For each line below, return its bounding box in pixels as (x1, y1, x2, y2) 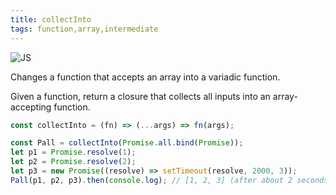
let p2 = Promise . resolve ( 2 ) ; (10, 157, 137, 167)
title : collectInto (10, 14, 92, 25)
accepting (10, 101, 52, 113)
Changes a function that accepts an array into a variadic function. (10, 71, 281, 83)
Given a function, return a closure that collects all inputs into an (10, 90, 271, 102)
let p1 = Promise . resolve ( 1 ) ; (10, 147, 137, 158)
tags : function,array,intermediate (10, 24, 159, 34)
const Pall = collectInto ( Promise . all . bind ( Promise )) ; (10, 138, 244, 148)
